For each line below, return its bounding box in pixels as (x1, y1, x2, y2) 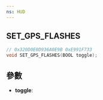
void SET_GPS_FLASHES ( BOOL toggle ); (6, 52, 98, 59)
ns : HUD (6, 8, 26, 15)
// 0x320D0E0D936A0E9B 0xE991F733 (6, 47, 93, 53)
